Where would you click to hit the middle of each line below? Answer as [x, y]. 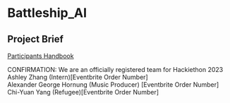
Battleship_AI [47, 13]
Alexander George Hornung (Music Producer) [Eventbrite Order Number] [113, 85]
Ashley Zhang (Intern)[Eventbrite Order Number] [78, 77]
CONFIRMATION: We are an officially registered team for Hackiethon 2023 [115, 69]
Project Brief [35, 39]
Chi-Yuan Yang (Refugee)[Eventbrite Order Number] [83, 92]
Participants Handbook [41, 56]
